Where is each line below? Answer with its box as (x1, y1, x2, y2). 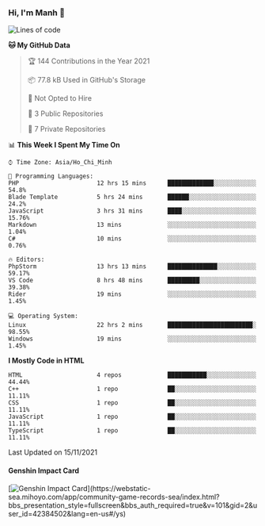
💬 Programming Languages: (8, 172, 93, 181)
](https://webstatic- (87, 483, 152, 493)
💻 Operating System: (8, 313, 79, 321)
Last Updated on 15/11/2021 (8, 447, 97, 457)
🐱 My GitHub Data (8, 40, 71, 50)
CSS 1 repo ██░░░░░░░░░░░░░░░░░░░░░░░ (8, 399, 257, 407)
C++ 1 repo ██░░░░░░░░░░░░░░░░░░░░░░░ (8, 385, 257, 394)
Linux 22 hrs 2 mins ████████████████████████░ (8, 321, 257, 329)
